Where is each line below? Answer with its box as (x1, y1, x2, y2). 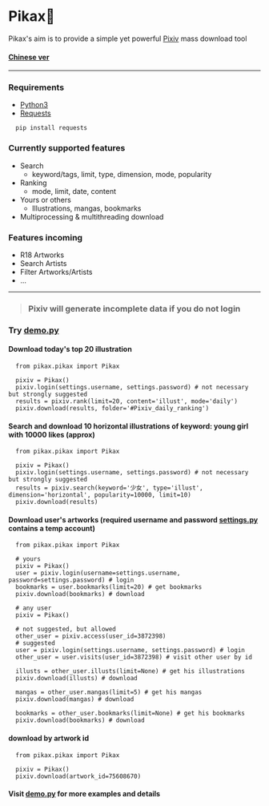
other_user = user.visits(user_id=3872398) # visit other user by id (15, 653, 252, 662)
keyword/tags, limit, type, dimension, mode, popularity (31, 169, 212, 179)
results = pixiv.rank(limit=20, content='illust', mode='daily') (15, 397, 239, 405)
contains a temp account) (8, 523, 96, 533)
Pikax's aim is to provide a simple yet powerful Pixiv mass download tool (8, 34, 247, 43)
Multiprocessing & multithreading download (19, 212, 164, 221)
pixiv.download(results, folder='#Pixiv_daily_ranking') (15, 405, 210, 413)
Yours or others (19, 195, 72, 204)
